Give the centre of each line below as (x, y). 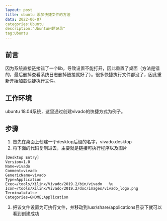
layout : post (19, 10)
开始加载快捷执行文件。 (34, 81)
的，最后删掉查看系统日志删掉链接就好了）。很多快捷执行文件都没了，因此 (81, 74)
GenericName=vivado (26, 175)
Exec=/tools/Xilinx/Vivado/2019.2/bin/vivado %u (59, 184)
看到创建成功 (26, 214)
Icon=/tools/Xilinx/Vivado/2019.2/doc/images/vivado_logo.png (72, 189)
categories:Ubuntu (24, 24)
